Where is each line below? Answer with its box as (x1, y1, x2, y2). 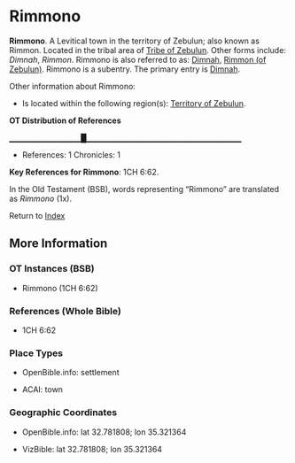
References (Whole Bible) (9, 305, 121, 317)
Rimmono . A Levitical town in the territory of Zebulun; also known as (9, 35, 260, 46)
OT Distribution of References (9, 115, 121, 126)
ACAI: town (21, 384, 64, 395)
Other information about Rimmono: (9, 81, 136, 91)
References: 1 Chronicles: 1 (21, 149, 121, 160)
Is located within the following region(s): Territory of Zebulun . (21, 97, 246, 108)
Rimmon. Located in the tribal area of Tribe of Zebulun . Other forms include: (9, 44, 286, 55)
